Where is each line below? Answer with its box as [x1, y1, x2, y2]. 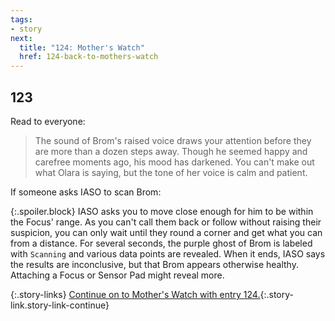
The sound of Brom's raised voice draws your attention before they [34, 134, 312, 146]
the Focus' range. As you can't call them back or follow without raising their [10, 216, 322, 228]
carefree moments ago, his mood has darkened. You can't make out [34, 156, 315, 168]
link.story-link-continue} [10, 299, 110, 311]
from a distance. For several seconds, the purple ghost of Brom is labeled [10, 237, 313, 249]
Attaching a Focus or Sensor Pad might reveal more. [10, 269, 225, 281]
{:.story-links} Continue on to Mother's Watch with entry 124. [10, 288, 261, 300]
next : [10, 33, 33, 43]
